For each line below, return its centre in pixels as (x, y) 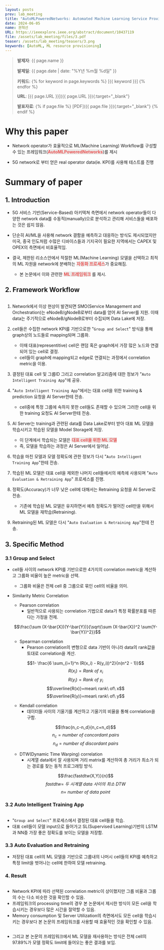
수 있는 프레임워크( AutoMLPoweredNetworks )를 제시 (65, 151)
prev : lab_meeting (24, 14)
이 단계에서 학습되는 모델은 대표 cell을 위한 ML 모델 (68, 440)
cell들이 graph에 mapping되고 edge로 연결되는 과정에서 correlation (85, 358)
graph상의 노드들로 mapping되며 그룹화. (51, 335)
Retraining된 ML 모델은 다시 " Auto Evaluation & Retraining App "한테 (81, 523)
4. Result (16, 876)
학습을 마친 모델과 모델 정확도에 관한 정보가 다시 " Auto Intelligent (77, 457)
